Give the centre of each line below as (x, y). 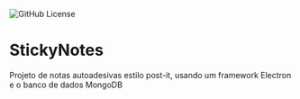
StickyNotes (56, 50)
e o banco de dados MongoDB (66, 85)
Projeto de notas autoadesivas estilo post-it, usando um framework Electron (150, 75)
